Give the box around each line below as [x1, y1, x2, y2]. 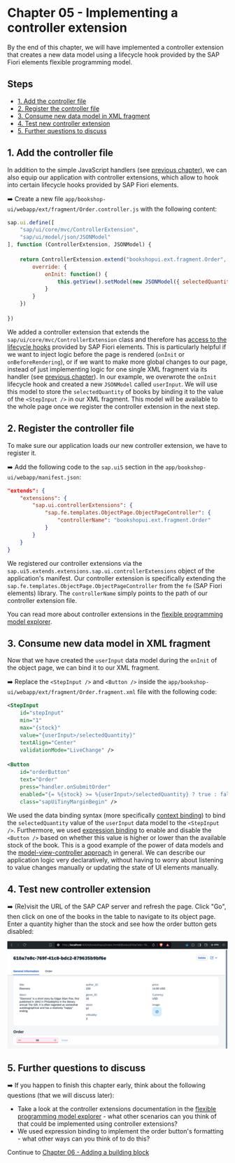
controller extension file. [7, 596, 78, 604]
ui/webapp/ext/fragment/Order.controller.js [7, 205, 139, 213]
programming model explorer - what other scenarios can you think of [17, 1113, 217, 1121]
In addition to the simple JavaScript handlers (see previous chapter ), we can [7, 165, 227, 174]
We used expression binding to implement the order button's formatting [17, 1127, 224, 1136]
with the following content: [140, 205, 218, 213]
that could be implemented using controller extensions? [17, 1120, 178, 1128]
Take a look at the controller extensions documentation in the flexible [17, 1105, 217, 1113]
